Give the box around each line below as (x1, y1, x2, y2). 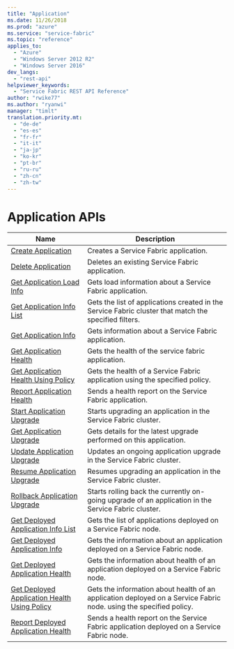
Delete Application (10, 262, 71, 271)
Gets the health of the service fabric (86, 346, 205, 356)
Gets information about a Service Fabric (86, 326, 217, 336)
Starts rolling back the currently (86, 486, 190, 496)
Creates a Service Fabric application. (86, 246, 208, 255)
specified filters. (86, 315, 141, 324)
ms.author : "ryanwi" (7, 101, 68, 108)
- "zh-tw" (13, 179, 42, 186)
